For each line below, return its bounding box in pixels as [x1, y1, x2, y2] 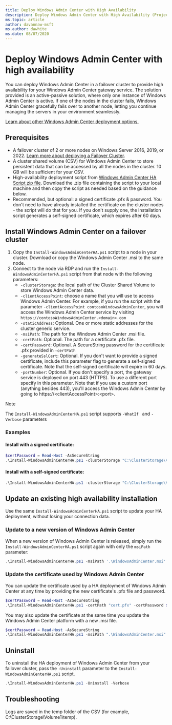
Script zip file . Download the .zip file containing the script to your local [12, 180, 161, 186]
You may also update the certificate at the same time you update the [5, 612, 149, 618]
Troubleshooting [5, 695, 60, 703]
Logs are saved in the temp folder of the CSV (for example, [5, 709, 130, 715]
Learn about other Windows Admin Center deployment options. [5, 119, 139, 125]
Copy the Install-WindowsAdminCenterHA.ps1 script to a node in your [12, 249, 157, 255]
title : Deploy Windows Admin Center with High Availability [5, 7, 137, 13]
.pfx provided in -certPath [20, 347, 76, 353]
